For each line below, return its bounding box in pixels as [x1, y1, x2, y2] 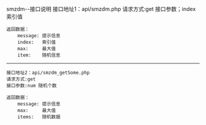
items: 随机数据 [17, 114, 61, 120]
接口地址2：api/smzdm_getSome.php [6, 70, 90, 76]
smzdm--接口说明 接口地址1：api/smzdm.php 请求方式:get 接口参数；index [6, 5, 196, 12]
